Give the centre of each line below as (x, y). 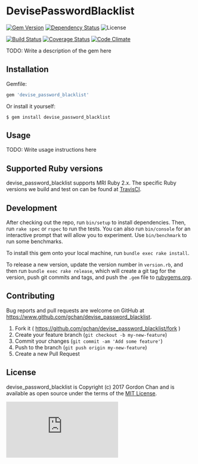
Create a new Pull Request (47, 354)
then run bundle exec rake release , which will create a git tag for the (91, 271)
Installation (27, 70)
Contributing (30, 296)
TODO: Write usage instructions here (51, 150)
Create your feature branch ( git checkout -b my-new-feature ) (91, 334)
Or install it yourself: (31, 106)
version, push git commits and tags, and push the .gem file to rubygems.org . (99, 277)
